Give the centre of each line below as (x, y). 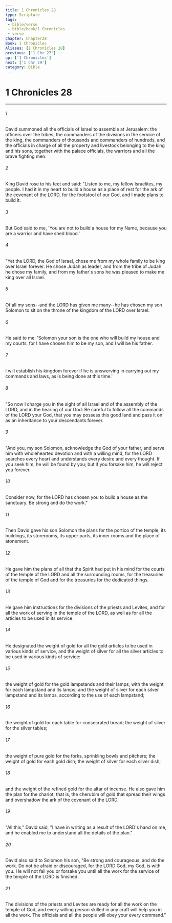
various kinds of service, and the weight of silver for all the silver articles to (84, 651)
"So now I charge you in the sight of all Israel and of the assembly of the (81, 404)
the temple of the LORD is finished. (42, 877)
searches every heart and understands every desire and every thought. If (83, 458)
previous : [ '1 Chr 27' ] (31, 53)
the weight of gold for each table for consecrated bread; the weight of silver (85, 723)
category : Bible (23, 67)
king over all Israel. (25, 277)
